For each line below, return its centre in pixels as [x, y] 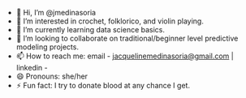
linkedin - [32, 68]
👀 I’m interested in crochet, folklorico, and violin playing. [110, 21]
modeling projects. [47, 47]
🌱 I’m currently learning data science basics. [90, 30]
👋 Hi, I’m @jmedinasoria [56, 13]
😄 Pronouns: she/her [52, 76]
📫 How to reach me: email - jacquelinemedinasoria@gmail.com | [125, 56]
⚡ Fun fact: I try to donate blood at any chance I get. [103, 85]
